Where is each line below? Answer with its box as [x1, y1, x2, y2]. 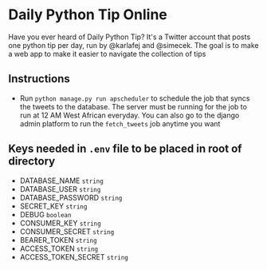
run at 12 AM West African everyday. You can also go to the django [19, 110, 240, 120]
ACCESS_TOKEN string [19, 244, 98, 253]
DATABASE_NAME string [19, 176, 104, 185]
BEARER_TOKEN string [19, 235, 97, 244]
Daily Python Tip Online [8, 6, 167, 24]
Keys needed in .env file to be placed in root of [8, 142, 242, 156]
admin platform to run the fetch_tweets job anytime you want [19, 118, 221, 129]
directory [8, 154, 56, 169]
